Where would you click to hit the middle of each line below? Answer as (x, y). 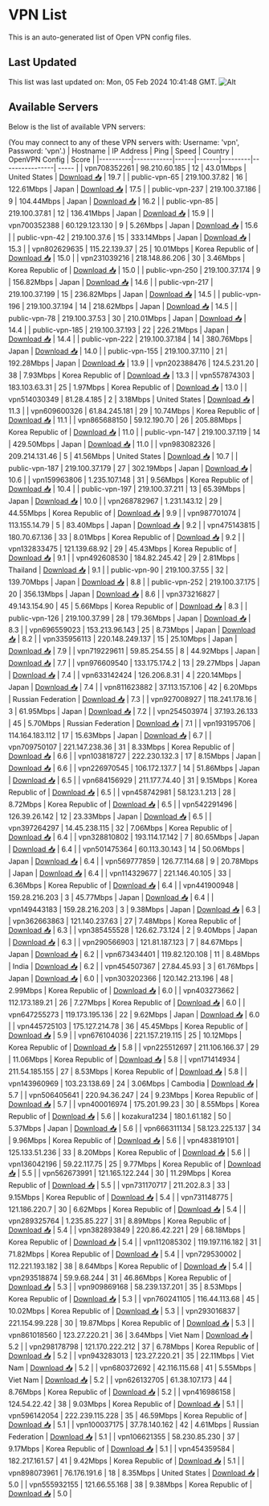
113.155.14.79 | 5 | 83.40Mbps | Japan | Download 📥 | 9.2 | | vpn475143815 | (134, 525)
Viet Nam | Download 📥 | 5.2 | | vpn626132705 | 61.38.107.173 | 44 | (120, 1380)
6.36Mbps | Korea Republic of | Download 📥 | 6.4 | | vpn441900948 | (123, 885)
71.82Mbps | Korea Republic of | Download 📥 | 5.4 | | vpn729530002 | (125, 1254)
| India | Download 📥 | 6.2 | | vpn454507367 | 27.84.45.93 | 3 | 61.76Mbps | (133, 966)
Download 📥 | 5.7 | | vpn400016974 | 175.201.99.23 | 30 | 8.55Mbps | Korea (134, 1104)
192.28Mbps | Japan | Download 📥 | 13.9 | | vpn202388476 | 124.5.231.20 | (133, 363)
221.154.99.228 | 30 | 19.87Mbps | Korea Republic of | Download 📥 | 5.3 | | (131, 1322)
